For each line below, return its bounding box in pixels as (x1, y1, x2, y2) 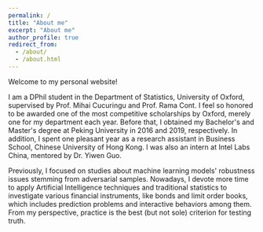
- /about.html (15, 56, 61, 64)
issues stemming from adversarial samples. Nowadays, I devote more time (8, 174, 249, 183)
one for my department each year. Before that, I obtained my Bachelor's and (8, 117, 255, 127)
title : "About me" (8, 19, 68, 27)
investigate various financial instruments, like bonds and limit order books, (8, 190, 249, 201)
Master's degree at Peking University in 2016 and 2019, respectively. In (8, 125, 238, 134)
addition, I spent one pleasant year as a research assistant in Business (8, 134, 236, 143)
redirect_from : (8, 41, 58, 49)
